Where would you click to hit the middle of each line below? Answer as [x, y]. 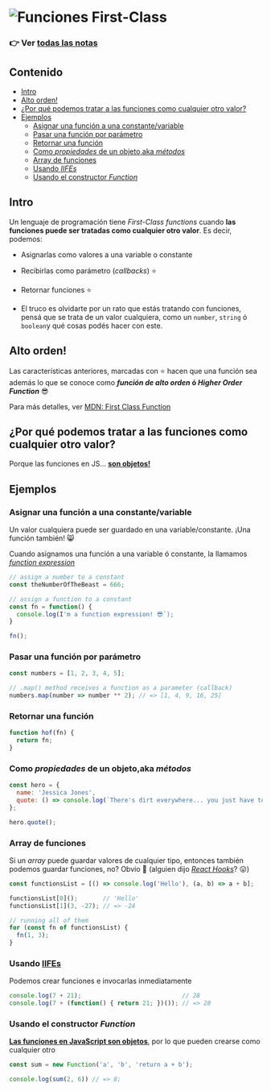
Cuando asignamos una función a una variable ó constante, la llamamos [128, 554]
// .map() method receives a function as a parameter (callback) [121, 688]
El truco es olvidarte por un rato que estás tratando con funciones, [131, 308]
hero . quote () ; [33, 822]
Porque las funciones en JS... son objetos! [80, 464]
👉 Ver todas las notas [53, 43]
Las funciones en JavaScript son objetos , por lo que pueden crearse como [135, 1041]
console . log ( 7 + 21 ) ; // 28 [105, 996]
